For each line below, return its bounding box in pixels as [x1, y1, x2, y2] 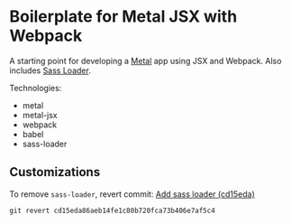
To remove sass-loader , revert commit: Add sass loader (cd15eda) [9, 188, 255, 200]
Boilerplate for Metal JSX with [9, 6, 238, 27]
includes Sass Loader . [9, 65, 92, 76]
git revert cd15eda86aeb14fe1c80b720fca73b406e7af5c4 [9, 206, 216, 215]
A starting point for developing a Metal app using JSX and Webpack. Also [9, 55, 282, 66]
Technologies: [9, 82, 62, 93]
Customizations [9, 164, 101, 180]
